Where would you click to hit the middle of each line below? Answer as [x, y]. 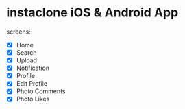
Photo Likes [33, 99]
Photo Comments [41, 91]
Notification [33, 68]
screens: [19, 32]
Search [26, 52]
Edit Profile [32, 84]
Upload [27, 60]
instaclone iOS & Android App [92, 13]
